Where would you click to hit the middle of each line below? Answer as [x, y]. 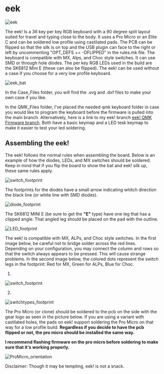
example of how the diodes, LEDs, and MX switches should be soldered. [78, 160]
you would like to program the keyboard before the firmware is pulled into [79, 112]
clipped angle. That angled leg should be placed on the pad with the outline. [82, 219]
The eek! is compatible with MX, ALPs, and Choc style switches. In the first [81, 238]
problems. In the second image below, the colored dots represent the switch [82, 259]
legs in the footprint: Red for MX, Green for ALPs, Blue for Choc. [70, 264]
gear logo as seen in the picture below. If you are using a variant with [75, 317]
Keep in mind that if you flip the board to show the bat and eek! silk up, [76, 165]
